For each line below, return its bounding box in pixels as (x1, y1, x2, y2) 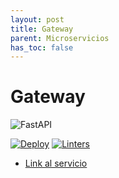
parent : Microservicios (10, 33, 110, 43)
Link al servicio (24, 157, 88, 170)
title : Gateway (10, 24, 74, 34)
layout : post (10, 14, 65, 25)
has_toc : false (10, 42, 74, 53)
